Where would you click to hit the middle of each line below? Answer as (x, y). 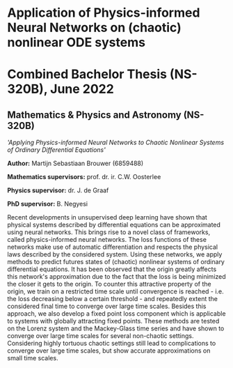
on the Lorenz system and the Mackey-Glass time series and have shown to (116, 328)
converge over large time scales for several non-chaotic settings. (101, 336)
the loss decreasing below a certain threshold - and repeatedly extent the (112, 299)
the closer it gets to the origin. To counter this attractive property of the (109, 284)
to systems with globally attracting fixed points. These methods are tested (113, 321)
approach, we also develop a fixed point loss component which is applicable (116, 314)
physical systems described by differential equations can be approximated (114, 225)
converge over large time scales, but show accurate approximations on (109, 351)
